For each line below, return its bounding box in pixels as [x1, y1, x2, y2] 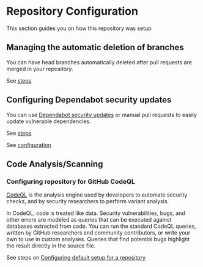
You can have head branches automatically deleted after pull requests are [6, 58, 193, 66]
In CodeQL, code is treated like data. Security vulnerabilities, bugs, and [6, 209, 185, 217]
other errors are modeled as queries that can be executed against [6, 216, 172, 224]
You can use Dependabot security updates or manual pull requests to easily [6, 111, 197, 118]
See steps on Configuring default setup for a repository [6, 254, 146, 261]
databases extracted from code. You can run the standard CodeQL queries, [6, 222, 197, 230]
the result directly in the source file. [6, 242, 96, 249]
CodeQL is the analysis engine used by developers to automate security [6, 191, 188, 198]
